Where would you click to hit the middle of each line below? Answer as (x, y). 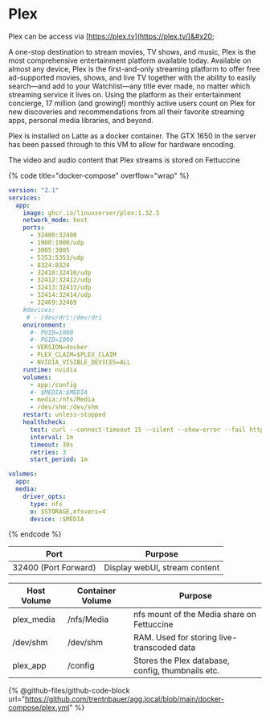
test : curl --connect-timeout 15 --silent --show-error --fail (138, 430)
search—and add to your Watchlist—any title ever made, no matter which (129, 86)
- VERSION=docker (59, 348)
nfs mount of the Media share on (195, 615)
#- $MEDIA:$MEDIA (59, 392)
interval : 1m (51, 437)
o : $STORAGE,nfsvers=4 (67, 512)
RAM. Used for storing (176, 638)
